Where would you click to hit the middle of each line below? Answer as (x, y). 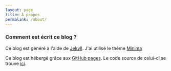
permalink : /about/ (26, 19)
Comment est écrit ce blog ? (41, 37)
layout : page (19, 10)
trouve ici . (16, 63)
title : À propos (23, 15)
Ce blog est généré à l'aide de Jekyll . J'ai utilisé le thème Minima (74, 48)
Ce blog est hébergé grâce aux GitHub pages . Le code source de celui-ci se (86, 58)
